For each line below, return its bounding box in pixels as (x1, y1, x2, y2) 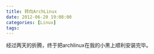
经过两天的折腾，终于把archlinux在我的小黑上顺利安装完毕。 (6, 42, 152, 49)
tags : (6, 25, 19, 31)
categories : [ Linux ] (6, 19, 57, 25)
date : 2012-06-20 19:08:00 (6, 14, 72, 20)
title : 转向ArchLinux (6, 8, 57, 15)
